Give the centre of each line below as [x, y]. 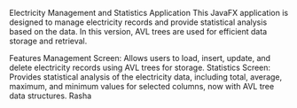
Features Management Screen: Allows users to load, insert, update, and [140, 58]
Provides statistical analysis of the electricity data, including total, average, [146, 77]
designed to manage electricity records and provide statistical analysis [138, 22]
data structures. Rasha [51, 96]
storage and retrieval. [48, 41]
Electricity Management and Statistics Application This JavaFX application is [149, 13]
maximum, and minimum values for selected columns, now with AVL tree [142, 86]
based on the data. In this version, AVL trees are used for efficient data [138, 31]
